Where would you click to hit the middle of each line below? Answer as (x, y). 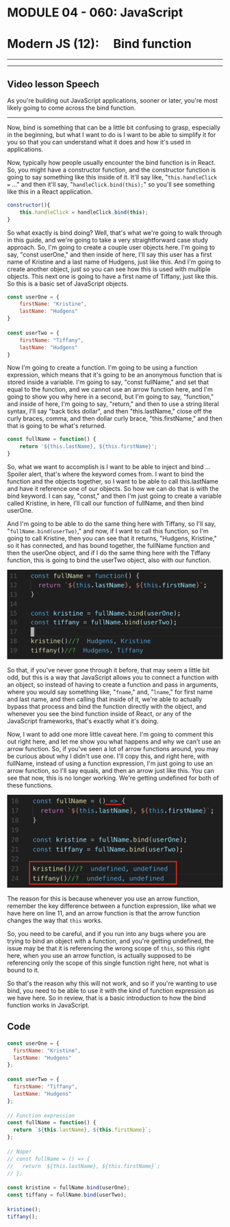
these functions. (30, 785)
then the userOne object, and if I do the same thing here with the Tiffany (109, 553)
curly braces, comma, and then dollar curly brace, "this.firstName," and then (115, 418)
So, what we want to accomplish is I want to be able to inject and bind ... (109, 467)
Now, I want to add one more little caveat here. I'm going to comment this (110, 735)
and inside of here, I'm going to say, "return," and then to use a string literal (113, 404)
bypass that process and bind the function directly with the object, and (107, 707)
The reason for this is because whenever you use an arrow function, (103, 899)
